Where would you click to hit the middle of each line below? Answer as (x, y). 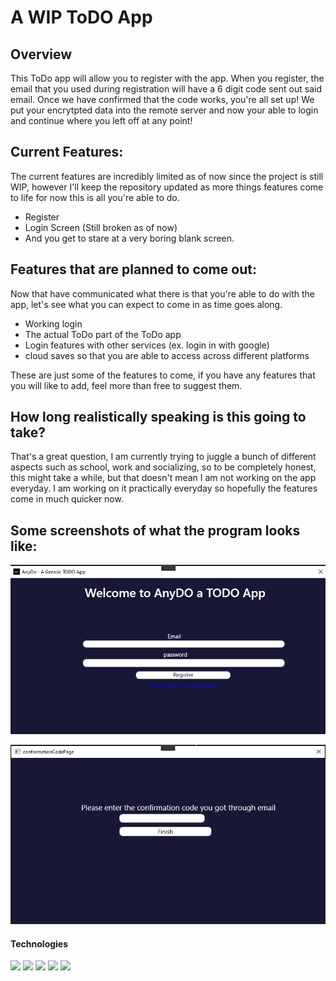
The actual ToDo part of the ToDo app (103, 334)
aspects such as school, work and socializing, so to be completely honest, (163, 467)
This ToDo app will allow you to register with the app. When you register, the (167, 78)
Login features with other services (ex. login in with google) (147, 345)
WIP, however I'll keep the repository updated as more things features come (167, 187)
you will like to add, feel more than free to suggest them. (126, 385)
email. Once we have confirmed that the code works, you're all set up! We (162, 99)
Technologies (39, 943)
